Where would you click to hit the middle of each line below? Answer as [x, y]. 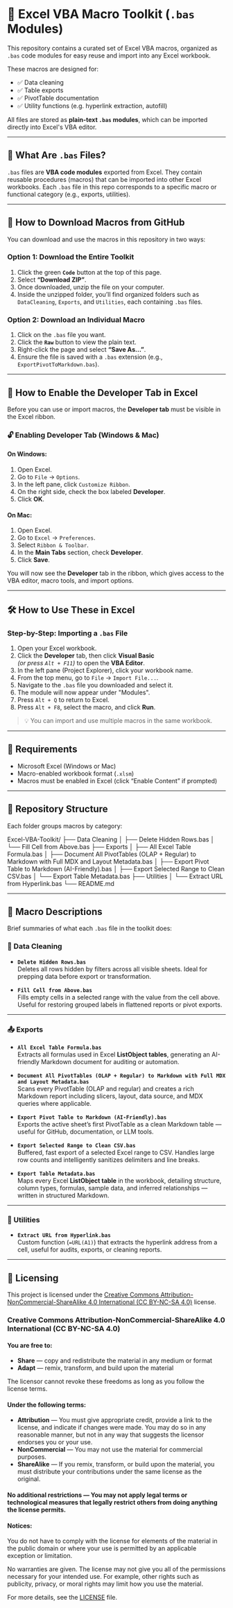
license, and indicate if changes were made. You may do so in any [112, 1428]
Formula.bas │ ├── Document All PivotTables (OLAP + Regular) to [102, 854]
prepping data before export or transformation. [84, 976]
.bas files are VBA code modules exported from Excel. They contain [105, 172]
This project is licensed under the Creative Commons [83, 1295]
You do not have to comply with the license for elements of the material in [112, 1541]
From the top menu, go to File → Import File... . [88, 677]
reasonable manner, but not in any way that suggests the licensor [111, 1435]
